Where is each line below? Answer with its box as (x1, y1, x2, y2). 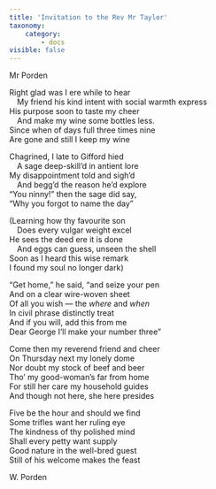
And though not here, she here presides (9, 391, 155, 401)
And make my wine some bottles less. (17, 116, 155, 126)
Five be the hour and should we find (9, 408, 141, 418)
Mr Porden (9, 70, 49, 80)
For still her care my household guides (9, 381, 149, 392)
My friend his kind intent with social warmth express (17, 96, 208, 107)
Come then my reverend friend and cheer (9, 344, 161, 355)
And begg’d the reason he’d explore (17, 180, 148, 190)
